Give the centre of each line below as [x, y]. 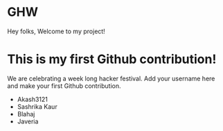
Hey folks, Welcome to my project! [56, 31]
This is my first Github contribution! [112, 59]
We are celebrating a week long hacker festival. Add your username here [111, 78]
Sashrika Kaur [37, 106]
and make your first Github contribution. [64, 86]
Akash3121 [33, 99]
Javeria [28, 121]
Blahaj [26, 114]
